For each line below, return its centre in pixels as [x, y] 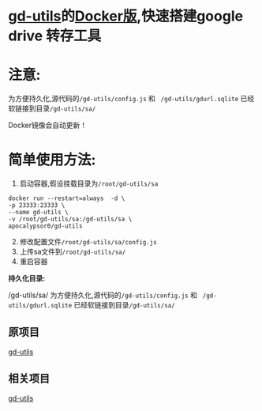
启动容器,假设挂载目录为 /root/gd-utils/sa [89, 183]
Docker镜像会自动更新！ [48, 125]
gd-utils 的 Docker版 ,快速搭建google [125, 16]
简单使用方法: [52, 160]
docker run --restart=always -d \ [67, 198]
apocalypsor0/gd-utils [45, 226]
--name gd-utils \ [38, 213]
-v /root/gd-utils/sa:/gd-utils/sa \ [70, 219]
